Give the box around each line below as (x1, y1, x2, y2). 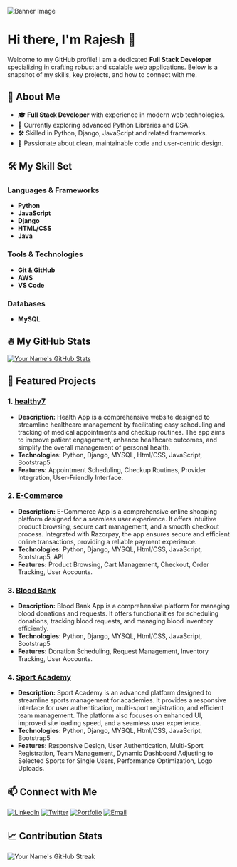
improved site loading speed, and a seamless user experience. (17, 719, 201, 727)
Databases (7, 298, 46, 308)
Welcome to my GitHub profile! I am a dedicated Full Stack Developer (7, 55, 212, 63)
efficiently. (17, 624, 49, 633)
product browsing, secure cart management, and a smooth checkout (17, 522, 219, 531)
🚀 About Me (7, 91, 60, 103)
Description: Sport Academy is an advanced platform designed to (17, 688, 212, 697)
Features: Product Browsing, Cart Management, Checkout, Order (17, 560, 210, 569)
